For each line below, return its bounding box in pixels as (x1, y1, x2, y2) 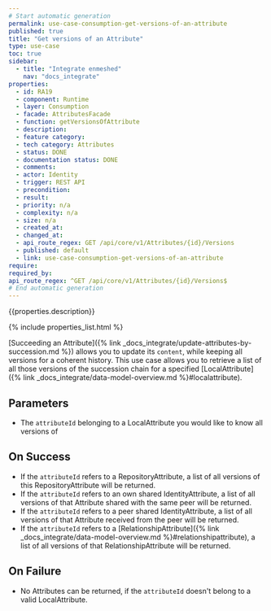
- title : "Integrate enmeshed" (15, 65, 122, 73)
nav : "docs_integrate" (23, 72, 100, 81)
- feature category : (15, 133, 85, 141)
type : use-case (8, 42, 60, 50)
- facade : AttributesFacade (15, 111, 111, 119)
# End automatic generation (8, 284, 104, 293)
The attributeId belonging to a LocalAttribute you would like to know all (20, 417, 263, 427)
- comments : (15, 164, 57, 172)
